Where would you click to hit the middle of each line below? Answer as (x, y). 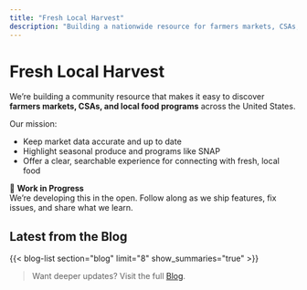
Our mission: (33, 124)
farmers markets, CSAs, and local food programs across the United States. (153, 107)
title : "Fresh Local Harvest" (67, 18)
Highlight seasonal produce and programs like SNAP (122, 151)
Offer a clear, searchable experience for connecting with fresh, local (151, 161)
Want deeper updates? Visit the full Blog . (108, 276)
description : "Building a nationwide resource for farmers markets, (143, 26)
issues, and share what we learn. (72, 208)
